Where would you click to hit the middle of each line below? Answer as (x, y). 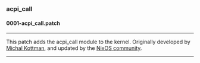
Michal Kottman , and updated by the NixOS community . (74, 48)
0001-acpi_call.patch (33, 23)
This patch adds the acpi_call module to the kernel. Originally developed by (98, 42)
